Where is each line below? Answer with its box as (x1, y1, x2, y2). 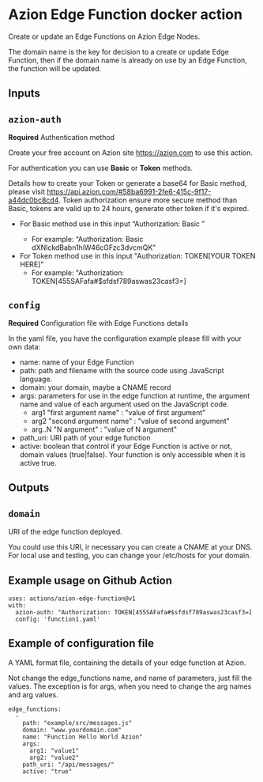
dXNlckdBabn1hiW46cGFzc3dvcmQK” (31, 243, 156, 252)
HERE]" (19, 259, 44, 270)
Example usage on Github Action (8, 573, 172, 587)
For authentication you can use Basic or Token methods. (8, 164, 193, 173)
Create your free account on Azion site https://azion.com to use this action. (8, 148, 254, 157)
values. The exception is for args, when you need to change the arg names (8, 682, 252, 691)
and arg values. (8, 689, 58, 699)
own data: (8, 342, 41, 351)
